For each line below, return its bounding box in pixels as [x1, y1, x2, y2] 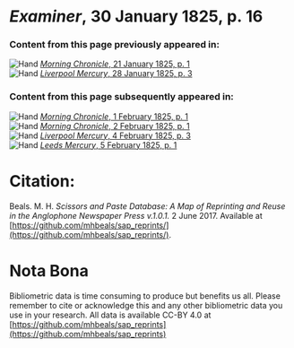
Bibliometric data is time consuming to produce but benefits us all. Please [9, 290, 281, 301]
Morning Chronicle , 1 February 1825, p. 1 [39, 110, 188, 122]
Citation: [9, 170, 75, 191]
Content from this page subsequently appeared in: [9, 91, 235, 103]
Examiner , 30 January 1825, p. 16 [9, 6, 264, 27]
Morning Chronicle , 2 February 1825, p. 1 [39, 120, 190, 131]
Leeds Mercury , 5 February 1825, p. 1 [39, 139, 177, 150]
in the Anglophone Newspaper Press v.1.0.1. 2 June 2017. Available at [9, 210, 263, 221]
